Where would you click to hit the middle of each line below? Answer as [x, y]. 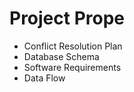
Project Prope [67, 18]
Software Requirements [72, 67]
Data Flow [44, 78]
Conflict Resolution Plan [73, 46]
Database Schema [61, 56]
